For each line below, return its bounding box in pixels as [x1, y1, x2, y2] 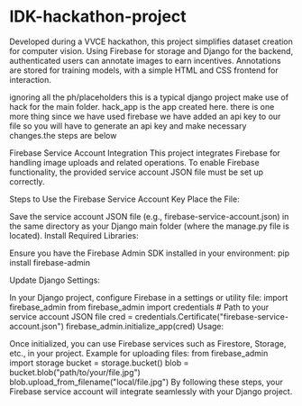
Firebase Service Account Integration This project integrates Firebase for [9, 147, 281, 158]
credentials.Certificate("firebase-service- [134, 311, 288, 321]
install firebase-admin [9, 257, 90, 267]
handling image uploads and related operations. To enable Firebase [9, 157, 260, 167]
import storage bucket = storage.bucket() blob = [9, 357, 189, 368]
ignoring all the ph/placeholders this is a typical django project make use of [9, 92, 289, 103]
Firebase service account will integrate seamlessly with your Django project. [9, 385, 293, 397]
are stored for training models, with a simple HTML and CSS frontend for [9, 65, 279, 76]
